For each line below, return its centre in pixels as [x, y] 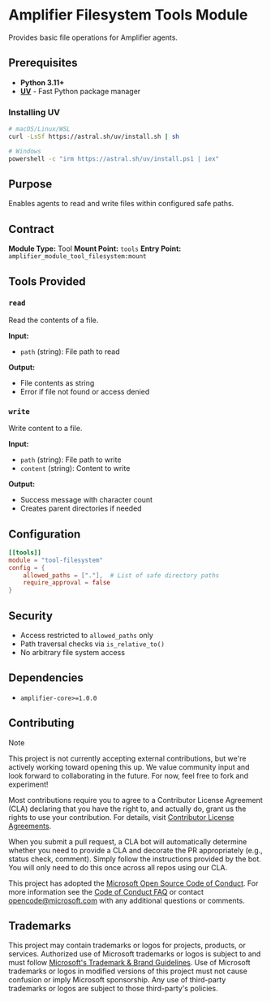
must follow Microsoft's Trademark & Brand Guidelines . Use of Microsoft [129, 963]
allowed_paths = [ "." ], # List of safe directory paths [121, 575]
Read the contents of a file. [54, 320]
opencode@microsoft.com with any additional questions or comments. [127, 900]
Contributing [41, 723]
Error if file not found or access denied [85, 391]
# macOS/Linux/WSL [39, 129]
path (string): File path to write [71, 460]
